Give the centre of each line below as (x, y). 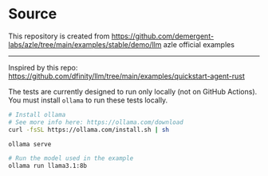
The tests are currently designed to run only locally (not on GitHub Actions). (133, 91)
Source (33, 14)
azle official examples (199, 44)
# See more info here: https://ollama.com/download (96, 122)
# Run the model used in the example (71, 158)
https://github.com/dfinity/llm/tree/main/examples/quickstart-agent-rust (127, 76)
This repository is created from (59, 36)
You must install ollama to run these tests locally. (88, 100)
